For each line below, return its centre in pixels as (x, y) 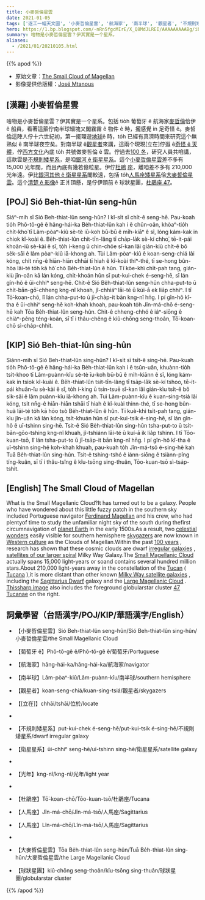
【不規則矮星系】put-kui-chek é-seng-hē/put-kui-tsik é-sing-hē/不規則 (105, 728)
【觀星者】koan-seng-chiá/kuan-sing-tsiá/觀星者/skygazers (91, 690)
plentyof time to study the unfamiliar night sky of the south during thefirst (99, 523)
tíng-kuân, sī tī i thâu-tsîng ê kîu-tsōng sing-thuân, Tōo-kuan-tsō (87, 462)
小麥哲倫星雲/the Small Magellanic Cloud (66, 638)
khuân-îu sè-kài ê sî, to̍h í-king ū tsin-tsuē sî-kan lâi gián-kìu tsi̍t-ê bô (102, 389)
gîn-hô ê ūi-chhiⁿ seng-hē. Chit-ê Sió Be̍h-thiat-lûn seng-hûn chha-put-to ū (101, 282)
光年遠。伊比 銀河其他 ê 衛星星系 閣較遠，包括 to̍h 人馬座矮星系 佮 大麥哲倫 (97, 175)
